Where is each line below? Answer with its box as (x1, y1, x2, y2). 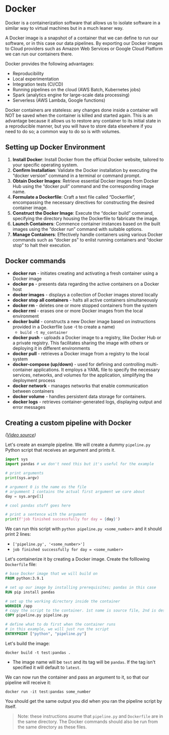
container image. (12, 205, 48, 211)
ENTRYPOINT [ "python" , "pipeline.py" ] (5, 631, 87, 636)
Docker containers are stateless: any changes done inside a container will (5, 107, 158, 113)
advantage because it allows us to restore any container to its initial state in (5, 117, 161, 124)
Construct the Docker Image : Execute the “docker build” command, (12, 210, 154, 216)
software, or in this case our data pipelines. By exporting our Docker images (5, 40, 163, 46)
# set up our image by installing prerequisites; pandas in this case (5, 585, 156, 590)
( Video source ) (5, 432, 36, 438)
